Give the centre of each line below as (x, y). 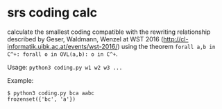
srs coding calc (52, 13)
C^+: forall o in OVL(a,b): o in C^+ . (62, 54)
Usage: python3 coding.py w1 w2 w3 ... (65, 67)
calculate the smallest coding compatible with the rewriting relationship (109, 32)
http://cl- (176, 39)
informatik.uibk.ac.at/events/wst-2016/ (62, 46)
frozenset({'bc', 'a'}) (42, 99)
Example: (20, 80)
